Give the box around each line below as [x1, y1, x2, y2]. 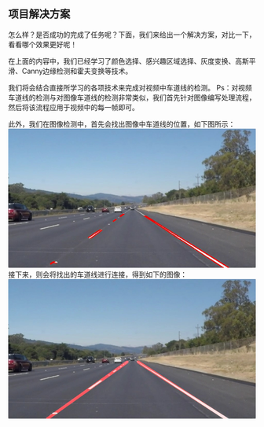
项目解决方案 [8, 7, 71, 21]
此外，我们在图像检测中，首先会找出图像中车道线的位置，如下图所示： [8, 119, 236, 128]
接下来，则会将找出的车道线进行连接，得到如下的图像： [8, 270, 187, 279]
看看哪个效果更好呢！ [8, 39, 77, 49]
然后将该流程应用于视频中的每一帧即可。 [8, 102, 139, 112]
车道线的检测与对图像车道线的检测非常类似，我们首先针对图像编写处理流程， [8, 93, 256, 102]
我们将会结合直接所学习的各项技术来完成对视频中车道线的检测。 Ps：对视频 [8, 83, 253, 92]
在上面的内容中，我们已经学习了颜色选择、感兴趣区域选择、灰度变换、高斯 [8, 56, 249, 65]
